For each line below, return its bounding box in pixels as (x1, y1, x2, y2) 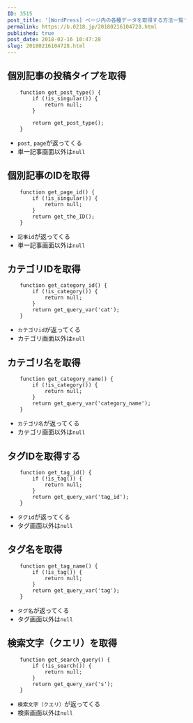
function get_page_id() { (20, 189, 95, 196)
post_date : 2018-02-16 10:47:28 (7, 36, 101, 43)
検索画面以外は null (17, 708, 73, 717)
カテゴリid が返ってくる (17, 325, 82, 334)
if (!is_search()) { (32, 662, 92, 669)
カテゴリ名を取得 (7, 357, 81, 368)
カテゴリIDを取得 (7, 263, 82, 275)
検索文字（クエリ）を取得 (7, 637, 117, 649)
